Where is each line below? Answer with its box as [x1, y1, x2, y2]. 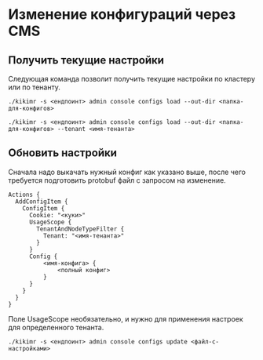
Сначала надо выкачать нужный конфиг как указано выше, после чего [8, 167, 246, 176]
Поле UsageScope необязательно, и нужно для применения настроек [8, 314, 243, 323]
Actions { [8, 191, 41, 198]
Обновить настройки [8, 147, 118, 160]
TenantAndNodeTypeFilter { [36, 225, 125, 233]
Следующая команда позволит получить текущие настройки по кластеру [8, 75, 256, 83]
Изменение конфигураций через [8, 5, 236, 24]
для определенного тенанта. [8, 322, 104, 332]
